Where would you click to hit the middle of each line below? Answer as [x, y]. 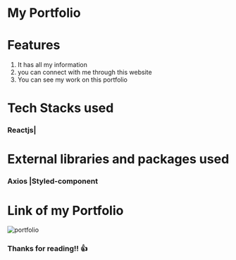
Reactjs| [22, 130]
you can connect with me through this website [85, 73]
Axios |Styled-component [53, 181]
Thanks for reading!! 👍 [48, 249]
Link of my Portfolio [66, 210]
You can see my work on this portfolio [73, 80]
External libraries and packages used [118, 159]
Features [34, 45]
